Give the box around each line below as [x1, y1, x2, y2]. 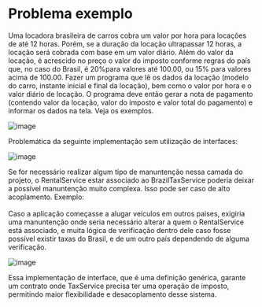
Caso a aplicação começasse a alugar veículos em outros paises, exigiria [8, 209, 245, 218]
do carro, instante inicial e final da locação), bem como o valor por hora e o [8, 80, 252, 91]
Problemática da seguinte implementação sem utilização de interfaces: [8, 136, 238, 146]
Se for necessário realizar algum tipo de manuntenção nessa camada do [8, 167, 244, 176]
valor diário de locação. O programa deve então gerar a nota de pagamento [8, 89, 253, 98]
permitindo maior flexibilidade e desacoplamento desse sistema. [8, 289, 217, 299]
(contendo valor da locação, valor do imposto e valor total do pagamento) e [8, 98, 253, 107]
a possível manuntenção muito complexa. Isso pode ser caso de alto [8, 183, 231, 193]
